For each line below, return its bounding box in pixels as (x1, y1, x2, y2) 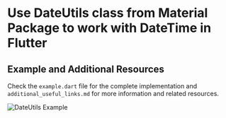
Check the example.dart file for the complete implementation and (7, 82, 198, 90)
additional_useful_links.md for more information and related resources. (7, 90, 220, 98)
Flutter (7, 35, 47, 51)
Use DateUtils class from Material (7, 5, 208, 21)
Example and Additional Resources (7, 63, 165, 75)
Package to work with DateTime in (7, 20, 211, 36)
